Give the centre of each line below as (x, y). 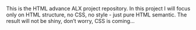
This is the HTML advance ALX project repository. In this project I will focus (98, 9)
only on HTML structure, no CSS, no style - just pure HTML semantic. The (97, 15)
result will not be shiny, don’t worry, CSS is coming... (70, 21)
